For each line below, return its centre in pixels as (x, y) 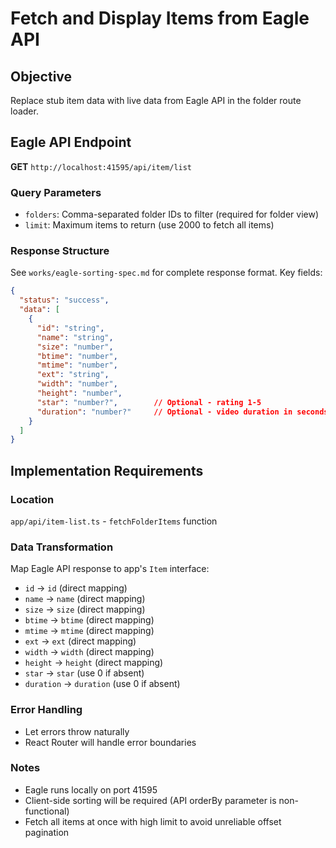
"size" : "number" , (75, 347)
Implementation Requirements (107, 470)
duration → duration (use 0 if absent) (102, 684)
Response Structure (60, 251)
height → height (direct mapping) (94, 663)
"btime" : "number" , (77, 356)
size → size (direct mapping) (85, 609)
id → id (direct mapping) (76, 588)
